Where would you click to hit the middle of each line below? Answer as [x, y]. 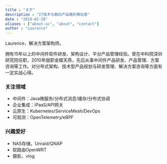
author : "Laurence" [27, 28]
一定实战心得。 [20, 72]
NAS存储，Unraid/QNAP [37, 143]
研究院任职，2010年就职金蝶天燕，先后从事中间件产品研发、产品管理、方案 [82, 60]
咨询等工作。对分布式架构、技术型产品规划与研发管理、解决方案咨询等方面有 [84, 66]
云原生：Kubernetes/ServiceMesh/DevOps [56, 111]
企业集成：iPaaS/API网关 [38, 105]
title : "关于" [20, 10]
